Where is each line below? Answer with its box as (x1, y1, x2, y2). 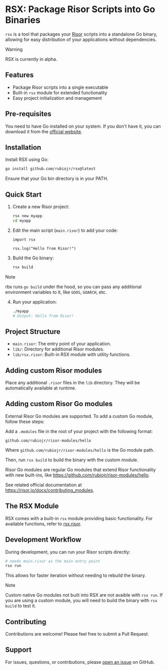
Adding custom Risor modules (5, 366, 102, 375)
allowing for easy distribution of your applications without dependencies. (5, 36, 157, 43)
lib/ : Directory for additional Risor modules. (12, 346, 104, 352)
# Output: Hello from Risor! (12, 313, 74, 319)
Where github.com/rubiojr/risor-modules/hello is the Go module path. (5, 447, 155, 453)
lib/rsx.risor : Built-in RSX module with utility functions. (12, 351, 131, 358)
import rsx (12, 237, 36, 242)
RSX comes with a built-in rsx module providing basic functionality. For (5, 515, 153, 521)
